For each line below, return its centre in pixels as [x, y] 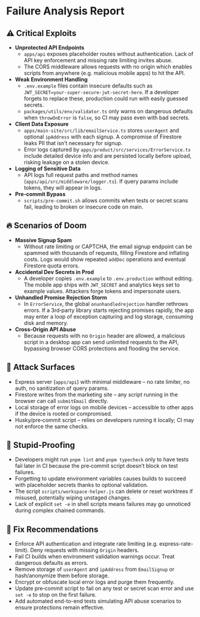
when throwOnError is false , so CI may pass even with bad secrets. [107, 118]
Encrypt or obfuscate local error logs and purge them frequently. [95, 582]
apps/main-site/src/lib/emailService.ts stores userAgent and [101, 130]
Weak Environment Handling [51, 79]
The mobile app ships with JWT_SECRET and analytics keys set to [102, 285]
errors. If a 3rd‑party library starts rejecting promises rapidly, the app [109, 310]
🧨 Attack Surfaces [41, 367]
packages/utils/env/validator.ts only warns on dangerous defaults [108, 111]
